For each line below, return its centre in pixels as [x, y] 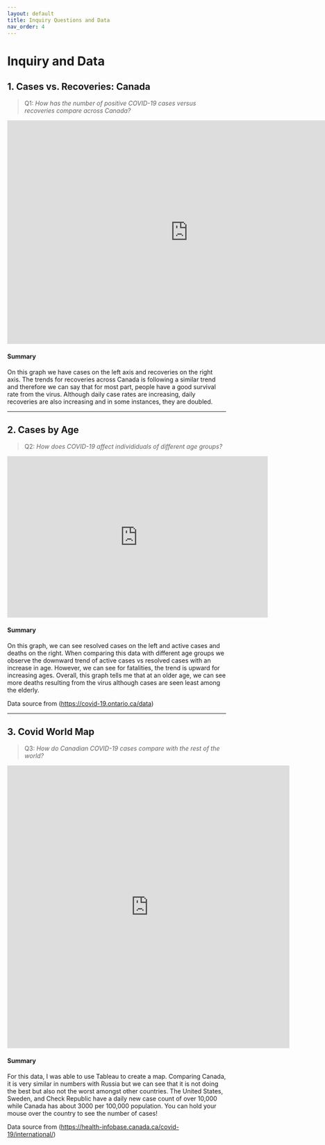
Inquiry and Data [56, 61]
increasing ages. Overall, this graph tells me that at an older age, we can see [117, 675]
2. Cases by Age [43, 430]
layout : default [31, 14]
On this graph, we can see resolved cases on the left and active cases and [114, 645]
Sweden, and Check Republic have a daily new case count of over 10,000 [112, 1098]
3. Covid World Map [51, 732]
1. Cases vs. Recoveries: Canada [79, 87]
